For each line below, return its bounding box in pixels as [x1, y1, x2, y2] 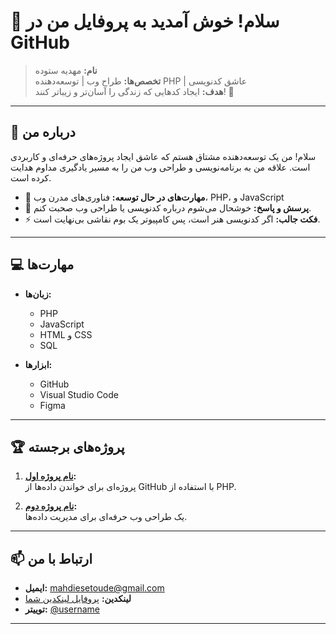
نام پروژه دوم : [24, 500, 78, 512]
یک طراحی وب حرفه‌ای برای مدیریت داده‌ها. [24, 511, 188, 523]
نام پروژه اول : [24, 470, 77, 482]
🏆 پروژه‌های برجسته [10, 438, 125, 455]
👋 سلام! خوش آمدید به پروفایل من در [10, 10, 280, 33]
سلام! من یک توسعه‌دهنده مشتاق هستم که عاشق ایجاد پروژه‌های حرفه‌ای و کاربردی [10, 150, 317, 162]
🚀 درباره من [10, 124, 76, 141]
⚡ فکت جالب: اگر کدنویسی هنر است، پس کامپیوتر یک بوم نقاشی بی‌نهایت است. [24, 213, 321, 225]
